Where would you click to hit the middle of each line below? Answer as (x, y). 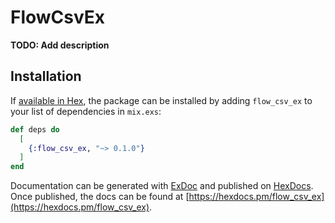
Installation (46, 76)
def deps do (35, 129)
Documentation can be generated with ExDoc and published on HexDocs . (162, 186)
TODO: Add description (60, 45)
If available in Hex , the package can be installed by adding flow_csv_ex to (161, 100)
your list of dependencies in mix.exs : (86, 111)
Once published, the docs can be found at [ (100, 197)
